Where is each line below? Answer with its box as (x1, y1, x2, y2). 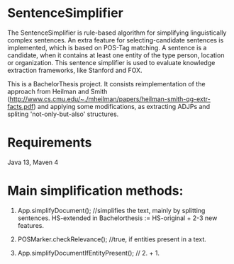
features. (17, 221, 45, 229)
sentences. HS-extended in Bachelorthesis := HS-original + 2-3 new (17, 214, 218, 222)
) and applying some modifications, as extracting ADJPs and (33, 102, 211, 110)
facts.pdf (7, 102, 34, 110)
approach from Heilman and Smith (7, 87, 108, 96)
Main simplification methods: (7, 183, 184, 199)
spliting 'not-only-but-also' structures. (7, 110, 119, 118)
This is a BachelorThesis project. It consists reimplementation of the (7, 79, 206, 88)
